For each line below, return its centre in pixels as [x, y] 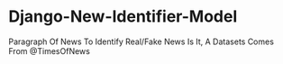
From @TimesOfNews [50, 50]
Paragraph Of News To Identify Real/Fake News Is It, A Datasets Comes [141, 41]
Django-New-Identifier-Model [123, 17]
